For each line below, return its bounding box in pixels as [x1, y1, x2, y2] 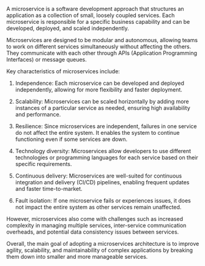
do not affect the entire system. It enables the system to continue [15, 129, 180, 136]
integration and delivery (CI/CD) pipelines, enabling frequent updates [15, 179, 190, 185]
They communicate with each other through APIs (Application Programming [6, 49, 198, 57]
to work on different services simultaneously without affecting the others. [6, 43, 192, 50]
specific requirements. [15, 160, 72, 167]
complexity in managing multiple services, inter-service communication [6, 222, 187, 229]
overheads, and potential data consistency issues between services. [6, 228, 179, 235]
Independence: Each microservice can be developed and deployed [15, 79, 185, 87]
